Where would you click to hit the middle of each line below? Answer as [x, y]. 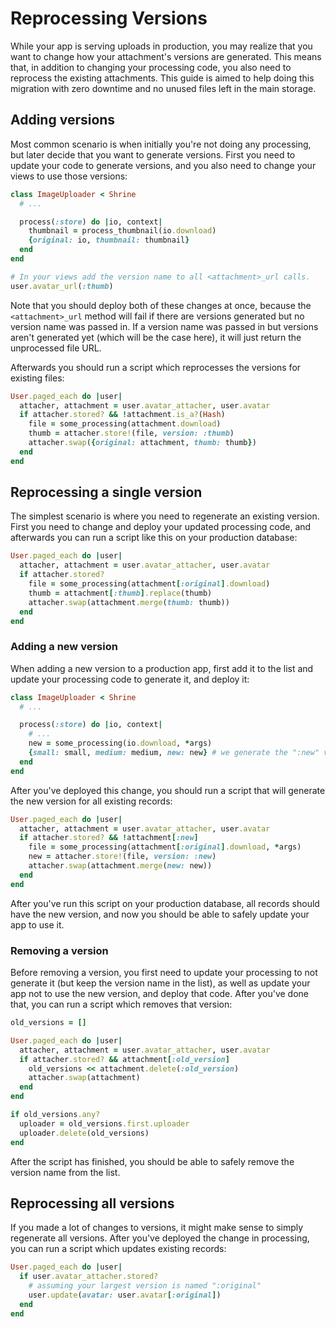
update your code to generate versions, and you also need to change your [163, 165]
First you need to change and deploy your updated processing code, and [161, 527]
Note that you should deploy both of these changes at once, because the [161, 305]
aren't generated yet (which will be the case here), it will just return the [156, 337]
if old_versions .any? [55, 1115]
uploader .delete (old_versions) [84, 1133]
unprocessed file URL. [56, 348]
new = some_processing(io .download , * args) [120, 743]
